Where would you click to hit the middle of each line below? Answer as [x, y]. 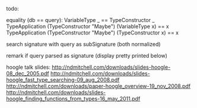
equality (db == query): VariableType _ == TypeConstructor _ [80, 20]
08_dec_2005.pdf [28, 73]
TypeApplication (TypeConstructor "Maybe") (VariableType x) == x [88, 26]
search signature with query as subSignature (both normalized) [84, 44]
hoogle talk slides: [28, 67]
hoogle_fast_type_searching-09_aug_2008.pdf [63, 80]
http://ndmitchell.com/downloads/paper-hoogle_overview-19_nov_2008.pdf [99, 86]
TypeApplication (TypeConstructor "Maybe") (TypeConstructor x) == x [93, 33]
